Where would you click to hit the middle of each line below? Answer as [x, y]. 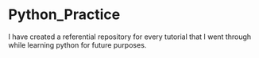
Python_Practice [64, 15]
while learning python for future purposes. [77, 44]
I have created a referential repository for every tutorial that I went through [130, 37]
